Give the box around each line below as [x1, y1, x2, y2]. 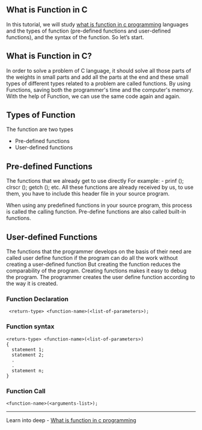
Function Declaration [6, 295, 69, 303]
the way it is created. [6, 280, 58, 287]
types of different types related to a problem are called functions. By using [6, 79, 191, 87]
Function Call [6, 387, 46, 395]
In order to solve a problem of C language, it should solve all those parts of [6, 67, 191, 74]
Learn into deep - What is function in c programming [6, 416, 136, 423]
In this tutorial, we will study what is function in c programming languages [6, 20, 189, 28]
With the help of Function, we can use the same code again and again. [6, 93, 181, 100]
